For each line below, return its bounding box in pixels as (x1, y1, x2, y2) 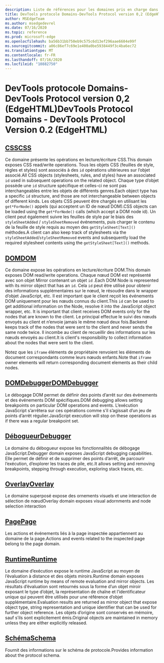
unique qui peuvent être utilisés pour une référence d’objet (5, 594, 123, 599)
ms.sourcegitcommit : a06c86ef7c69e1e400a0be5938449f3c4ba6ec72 (5, 44, 137, 48)
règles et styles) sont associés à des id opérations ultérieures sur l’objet (5, 167, 150, 173)
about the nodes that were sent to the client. (5, 339, 94, 345)
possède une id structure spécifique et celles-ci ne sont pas (5, 183, 127, 189)
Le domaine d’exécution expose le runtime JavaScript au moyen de (5, 568, 140, 574)
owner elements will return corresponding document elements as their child (5, 359, 158, 365)
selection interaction (5, 503, 46, 509)
